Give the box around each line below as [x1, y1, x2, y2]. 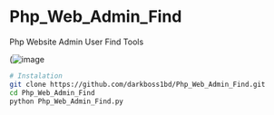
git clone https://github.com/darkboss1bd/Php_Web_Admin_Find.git [9, 80, 266, 89]
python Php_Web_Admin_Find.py [9, 97, 124, 106]
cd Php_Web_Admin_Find [9, 88, 95, 97]
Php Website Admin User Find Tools [9, 36, 144, 47]
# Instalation [9, 71, 64, 81]
